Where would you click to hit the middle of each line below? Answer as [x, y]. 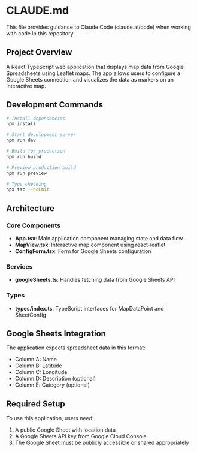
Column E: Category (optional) [52, 385]
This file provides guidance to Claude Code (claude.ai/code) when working [99, 27]
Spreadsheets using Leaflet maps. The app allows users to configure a [93, 73]
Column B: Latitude [39, 366]
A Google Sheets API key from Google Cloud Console [81, 436]
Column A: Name [36, 360]
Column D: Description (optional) [55, 379]
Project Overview [39, 52]
